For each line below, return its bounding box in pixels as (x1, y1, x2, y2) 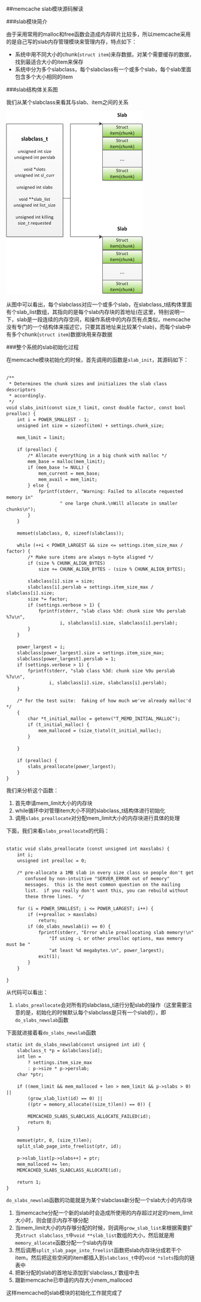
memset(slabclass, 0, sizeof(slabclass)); (17, 530, 124, 536)
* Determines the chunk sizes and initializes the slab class (8, 381, 167, 387)
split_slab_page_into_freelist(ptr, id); (17, 1144, 121, 1149)
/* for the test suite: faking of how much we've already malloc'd (17, 698, 191, 704)
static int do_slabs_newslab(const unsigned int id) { (6, 1042, 146, 1048)
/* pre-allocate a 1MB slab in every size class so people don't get (17, 870, 194, 876)
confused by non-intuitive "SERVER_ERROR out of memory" (25, 876, 170, 882)
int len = (17, 1054, 42, 1060)
